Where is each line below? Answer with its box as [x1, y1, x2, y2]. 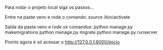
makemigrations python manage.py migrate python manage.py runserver [5, 29, 158, 35]
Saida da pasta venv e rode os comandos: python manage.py [5, 24, 133, 30]
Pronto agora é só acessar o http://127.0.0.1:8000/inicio [5, 39, 120, 45]
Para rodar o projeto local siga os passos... [5, 5, 94, 10]
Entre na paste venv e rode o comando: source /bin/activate [5, 14, 131, 20]
